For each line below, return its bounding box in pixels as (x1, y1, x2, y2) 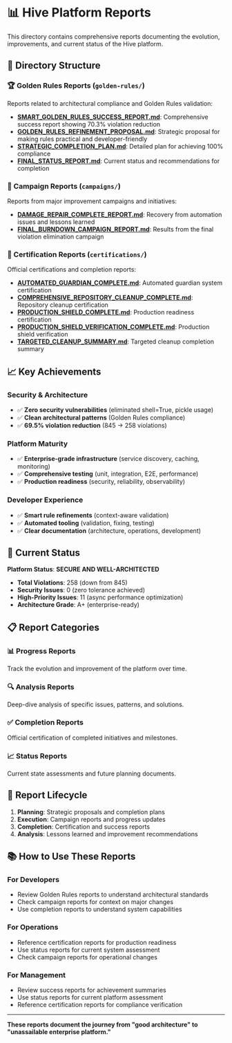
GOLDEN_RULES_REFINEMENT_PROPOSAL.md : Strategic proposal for (17, 127, 220, 135)
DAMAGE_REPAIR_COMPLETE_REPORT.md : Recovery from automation (17, 210, 222, 218)
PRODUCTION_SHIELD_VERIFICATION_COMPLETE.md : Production (17, 323, 210, 331)
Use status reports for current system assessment (17, 946, 160, 954)
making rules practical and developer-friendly (17, 135, 148, 143)
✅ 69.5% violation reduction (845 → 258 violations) (17, 421, 167, 429)
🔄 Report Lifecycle (7, 789, 88, 801)
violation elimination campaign (17, 232, 104, 241)
